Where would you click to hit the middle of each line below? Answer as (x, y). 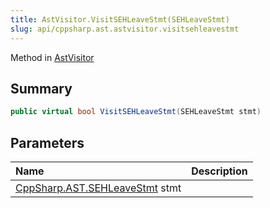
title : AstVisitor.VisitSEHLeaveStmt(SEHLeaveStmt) (120, 19)
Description (219, 171)
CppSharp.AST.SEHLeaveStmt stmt (98, 188)
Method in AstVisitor (52, 57)
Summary (41, 88)
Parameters (47, 142)
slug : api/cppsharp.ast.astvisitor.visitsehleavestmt (125, 29)
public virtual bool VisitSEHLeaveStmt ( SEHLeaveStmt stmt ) (136, 112)
